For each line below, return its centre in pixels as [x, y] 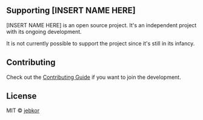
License [22, 96]
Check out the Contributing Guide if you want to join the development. [94, 77]
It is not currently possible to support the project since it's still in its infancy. [101, 43]
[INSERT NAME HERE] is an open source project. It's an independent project [101, 25]
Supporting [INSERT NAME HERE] [71, 11]
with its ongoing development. [44, 32]
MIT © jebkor [23, 111]
